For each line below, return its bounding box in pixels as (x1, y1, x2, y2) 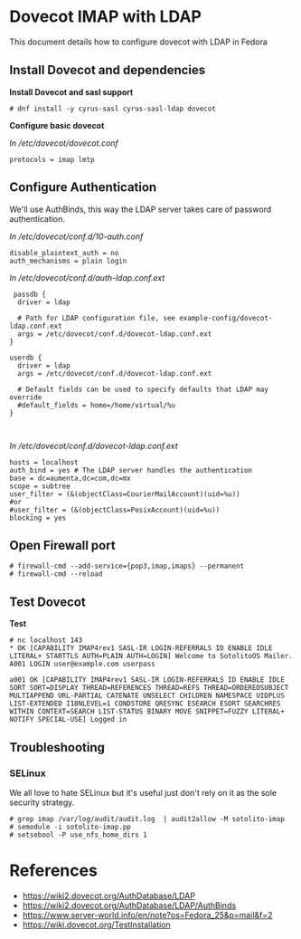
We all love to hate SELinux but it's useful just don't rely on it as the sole (9, 787, 277, 798)
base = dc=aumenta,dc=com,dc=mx (9, 474, 131, 483)
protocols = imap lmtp (9, 155, 95, 164)
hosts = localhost (9, 457, 79, 467)
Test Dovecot (9, 594, 86, 609)
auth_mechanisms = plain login (9, 256, 127, 265)
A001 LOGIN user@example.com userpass (9, 659, 155, 669)
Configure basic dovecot (9, 120, 105, 130)
